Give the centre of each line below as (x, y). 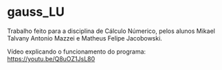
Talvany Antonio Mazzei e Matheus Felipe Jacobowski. (85, 38)
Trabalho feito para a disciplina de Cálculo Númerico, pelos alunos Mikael (111, 31)
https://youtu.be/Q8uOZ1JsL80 (51, 58)
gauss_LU (36, 12)
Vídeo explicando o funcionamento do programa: (77, 51)
